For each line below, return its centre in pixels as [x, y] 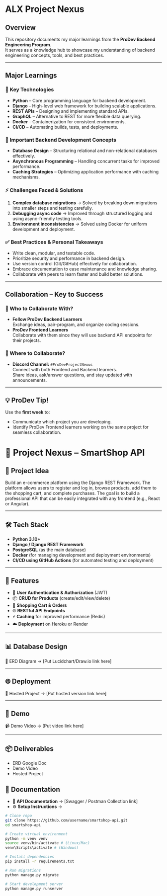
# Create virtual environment [37, 834]
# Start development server [34, 884]
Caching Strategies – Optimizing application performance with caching [85, 171]
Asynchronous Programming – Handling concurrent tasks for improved [86, 161]
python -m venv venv [27, 838]
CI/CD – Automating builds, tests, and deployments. [65, 127]
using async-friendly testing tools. [47, 219]
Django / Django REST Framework [48, 545]
